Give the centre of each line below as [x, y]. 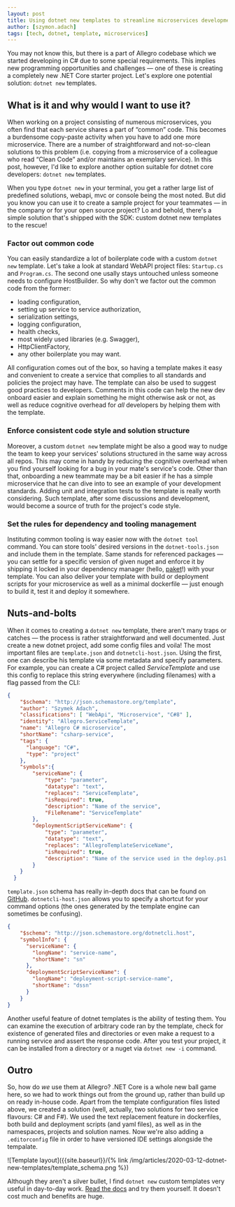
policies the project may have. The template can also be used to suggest [112, 382]
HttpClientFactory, [44, 347]
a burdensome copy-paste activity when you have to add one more [104, 137]
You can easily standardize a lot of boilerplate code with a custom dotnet [113, 259]
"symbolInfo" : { [44, 940]
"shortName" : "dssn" [62, 986]
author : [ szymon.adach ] [42, 27]
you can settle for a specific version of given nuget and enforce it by [106, 561]
